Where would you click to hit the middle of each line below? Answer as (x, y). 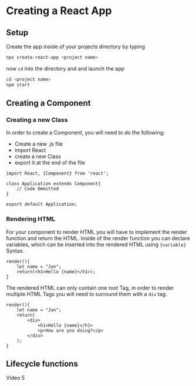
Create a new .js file (39, 144)
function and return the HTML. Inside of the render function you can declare (98, 238)
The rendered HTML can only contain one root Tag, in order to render (90, 288)
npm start (18, 85)
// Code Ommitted (38, 189)
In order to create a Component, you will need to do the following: (86, 133)
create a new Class (38, 156)
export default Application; (42, 204)
